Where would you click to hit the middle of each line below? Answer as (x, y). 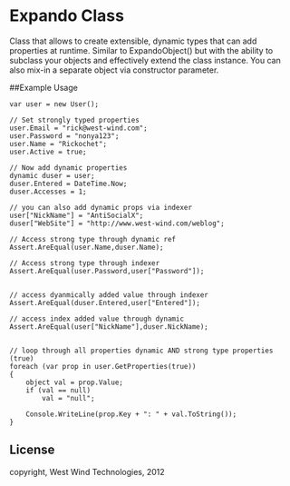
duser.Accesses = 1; (48, 192)
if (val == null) (58, 390)
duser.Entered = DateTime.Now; (68, 183)
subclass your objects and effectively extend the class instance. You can (145, 60)
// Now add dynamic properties (68, 168)
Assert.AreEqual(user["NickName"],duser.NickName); (109, 327)
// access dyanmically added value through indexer (109, 295)
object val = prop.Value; (75, 382)
